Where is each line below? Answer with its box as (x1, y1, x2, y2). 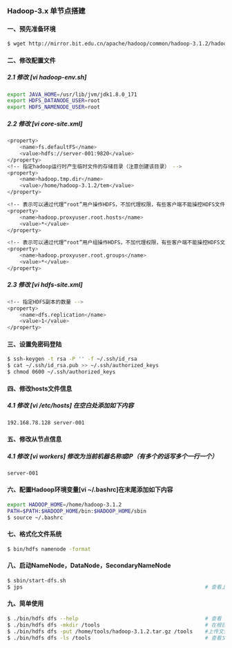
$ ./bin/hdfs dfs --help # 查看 (7, 615, 222, 622)
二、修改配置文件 (7, 56, 56, 64)
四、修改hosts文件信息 (7, 384, 72, 393)
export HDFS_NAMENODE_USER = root (7, 104, 100, 111)
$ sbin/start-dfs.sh (7, 577, 67, 584)
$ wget (7, 40, 26, 48)
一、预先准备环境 (7, 24, 56, 32)
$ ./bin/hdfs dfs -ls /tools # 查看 (7, 634, 222, 641)
